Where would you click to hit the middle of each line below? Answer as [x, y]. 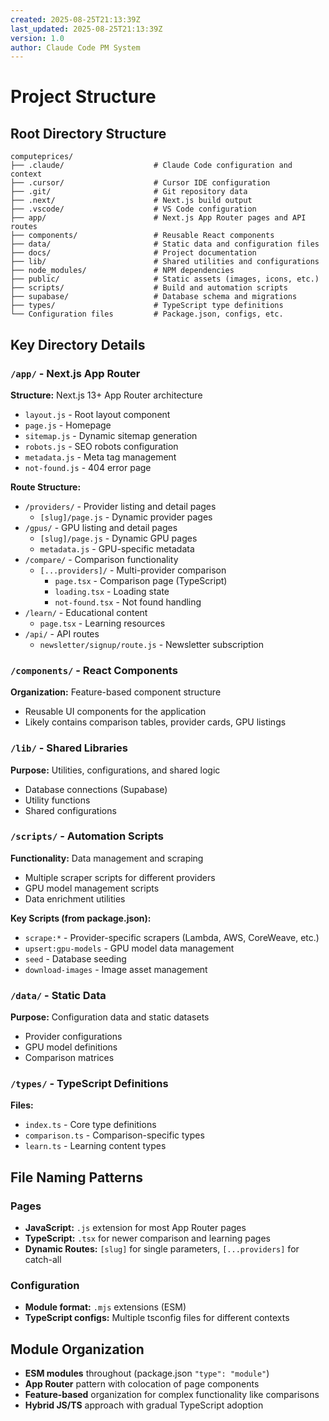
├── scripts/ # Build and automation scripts [149, 288]
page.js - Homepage [68, 425]
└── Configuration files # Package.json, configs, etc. [147, 314]
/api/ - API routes [62, 633]
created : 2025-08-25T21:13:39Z [75, 19]
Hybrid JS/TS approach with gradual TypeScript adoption [144, 1405]
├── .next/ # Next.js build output [131, 201]
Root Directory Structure [88, 133]
